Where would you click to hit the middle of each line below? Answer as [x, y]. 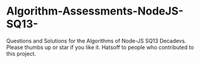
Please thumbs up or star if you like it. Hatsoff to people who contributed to [100, 47]
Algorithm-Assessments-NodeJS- [95, 11]
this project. [21, 53]
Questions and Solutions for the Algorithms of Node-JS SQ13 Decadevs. [96, 41]
